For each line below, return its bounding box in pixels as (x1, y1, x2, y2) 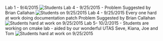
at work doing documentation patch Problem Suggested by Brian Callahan (5, 15, 156, 20)
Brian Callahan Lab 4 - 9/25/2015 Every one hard (5, 10, 157, 16)
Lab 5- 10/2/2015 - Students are (84, 20, 149, 26)
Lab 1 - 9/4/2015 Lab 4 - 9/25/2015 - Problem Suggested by (5, 5, 151, 10)
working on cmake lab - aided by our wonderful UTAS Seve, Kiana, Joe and (5, 25, 159, 31)
